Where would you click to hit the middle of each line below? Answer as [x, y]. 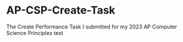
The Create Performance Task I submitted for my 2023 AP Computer [92, 27]
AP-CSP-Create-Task [61, 10]
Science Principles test [35, 33]
